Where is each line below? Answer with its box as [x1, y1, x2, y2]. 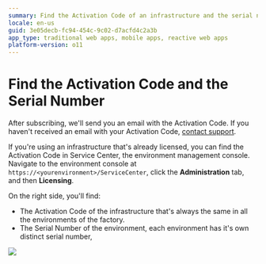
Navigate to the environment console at [8, 159, 137, 169]
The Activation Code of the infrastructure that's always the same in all [19, 207, 248, 216]
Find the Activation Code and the [8, 75, 229, 94]
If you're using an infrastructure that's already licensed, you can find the [8, 142, 244, 151]
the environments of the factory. [19, 215, 125, 224]
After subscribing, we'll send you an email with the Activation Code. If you [8, 118, 249, 128]
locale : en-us [8, 19, 55, 27]
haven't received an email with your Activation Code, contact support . [8, 127, 237, 136]
